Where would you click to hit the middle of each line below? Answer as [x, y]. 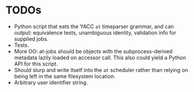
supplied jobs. [31, 39]
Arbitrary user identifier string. [51, 82]
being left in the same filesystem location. [65, 76]
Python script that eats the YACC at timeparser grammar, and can [94, 26]
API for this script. [36, 64]
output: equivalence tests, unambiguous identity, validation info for [95, 32]
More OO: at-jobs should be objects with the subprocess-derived [93, 51]
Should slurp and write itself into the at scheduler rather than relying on [101, 70]
